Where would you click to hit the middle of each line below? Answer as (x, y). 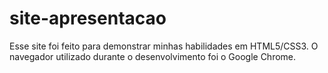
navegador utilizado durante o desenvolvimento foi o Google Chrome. (153, 56)
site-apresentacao (88, 18)
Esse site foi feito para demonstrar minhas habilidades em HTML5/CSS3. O (164, 46)
